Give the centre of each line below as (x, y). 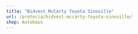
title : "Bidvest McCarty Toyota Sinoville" (60, 11)
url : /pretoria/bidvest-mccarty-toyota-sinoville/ (69, 17)
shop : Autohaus (25, 22)
